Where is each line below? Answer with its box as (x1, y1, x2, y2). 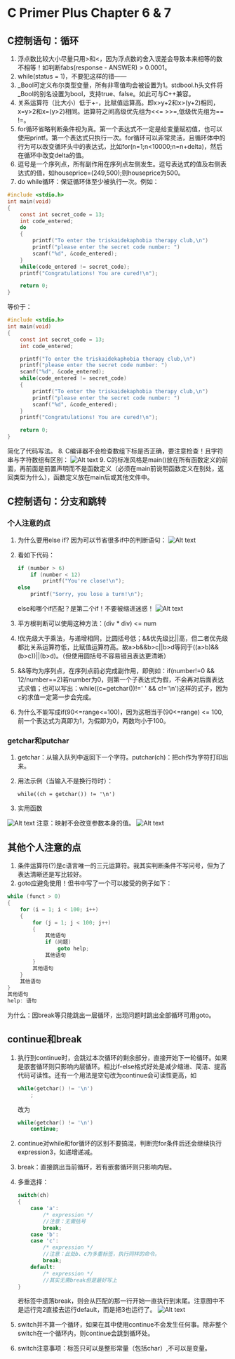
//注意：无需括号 (43, 1218, 86, 1225)
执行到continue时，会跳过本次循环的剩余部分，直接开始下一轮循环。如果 (17, 1053, 228, 1061)
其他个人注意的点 (7, 841, 81, 854)
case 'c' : (30, 1238, 59, 1245)
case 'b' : (30, 1231, 59, 1238)
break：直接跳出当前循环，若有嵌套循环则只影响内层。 (17, 1163, 176, 1172)
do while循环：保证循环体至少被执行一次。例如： (17, 178, 159, 185)
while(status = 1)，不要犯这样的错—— (17, 72, 127, 80)
